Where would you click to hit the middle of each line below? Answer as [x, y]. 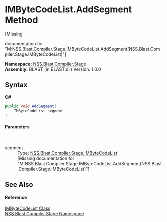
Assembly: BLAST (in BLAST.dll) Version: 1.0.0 [53, 69]
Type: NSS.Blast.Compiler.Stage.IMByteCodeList [68, 153]
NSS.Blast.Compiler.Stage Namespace [45, 214]
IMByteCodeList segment [39, 111]
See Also [19, 185]
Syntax [16, 85]
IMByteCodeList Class [28, 208]
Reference [16, 197]
